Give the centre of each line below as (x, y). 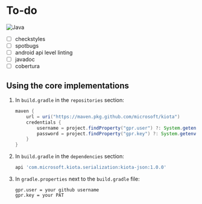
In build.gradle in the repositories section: (70, 100)
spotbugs (27, 46)
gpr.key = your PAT (39, 196)
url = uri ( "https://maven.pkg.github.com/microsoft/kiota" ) (103, 116)
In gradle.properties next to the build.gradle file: (77, 179)
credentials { (44, 122)
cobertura (27, 66)
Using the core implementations (68, 85)
